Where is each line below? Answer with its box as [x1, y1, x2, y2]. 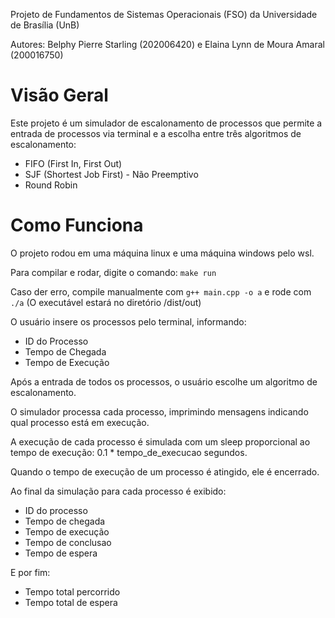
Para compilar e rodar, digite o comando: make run [10, 266, 217, 278]
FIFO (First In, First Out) [24, 157, 123, 169]
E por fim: [10, 566, 51, 578]
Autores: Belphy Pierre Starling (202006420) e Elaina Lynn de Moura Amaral [10, 39, 325, 50]
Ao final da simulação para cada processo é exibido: [10, 485, 227, 497]
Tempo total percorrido [24, 585, 121, 598]
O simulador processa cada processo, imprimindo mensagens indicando [10, 405, 309, 418]
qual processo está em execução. [10, 416, 150, 428]
